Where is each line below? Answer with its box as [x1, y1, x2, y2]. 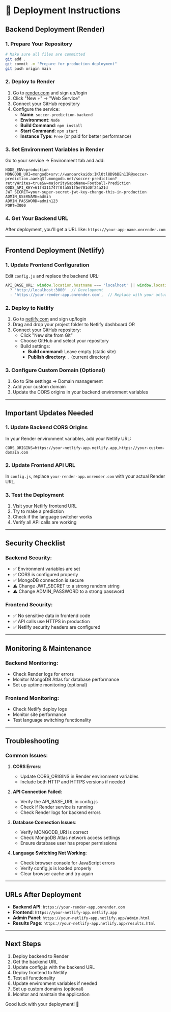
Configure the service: [12, 106, 60, 112]
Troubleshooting [5, 736, 60, 745]
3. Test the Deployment [5, 491, 65, 499]
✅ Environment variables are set [12, 566, 80, 572]
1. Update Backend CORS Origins [5, 424, 88, 431]
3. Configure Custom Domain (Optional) [5, 366, 105, 374]
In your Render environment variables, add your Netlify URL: [5, 435, 131, 441]
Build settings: [20, 343, 50, 349]
